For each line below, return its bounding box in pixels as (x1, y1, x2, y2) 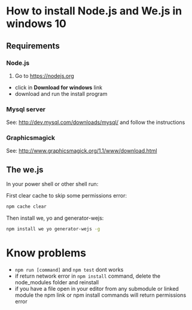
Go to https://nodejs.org (14, 72, 75, 79)
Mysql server (6, 105, 46, 113)
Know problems (6, 247, 87, 260)
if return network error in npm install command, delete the (14, 272, 161, 279)
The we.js (6, 165, 44, 175)
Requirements (6, 41, 60, 51)
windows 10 (6, 17, 67, 31)
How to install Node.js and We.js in (6, 4, 182, 18)
